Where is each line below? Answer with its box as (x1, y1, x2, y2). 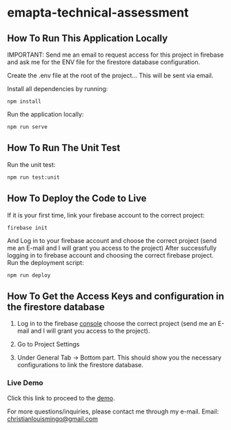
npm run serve (7, 124, 48, 130)
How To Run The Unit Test (7, 142, 121, 154)
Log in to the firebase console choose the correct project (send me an (17, 320, 217, 328)
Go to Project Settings (17, 340, 80, 349)
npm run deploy (7, 271, 51, 279)
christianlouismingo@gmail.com (7, 414, 99, 422)
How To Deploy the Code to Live (7, 193, 147, 204)
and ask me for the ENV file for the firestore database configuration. (7, 58, 201, 66)
